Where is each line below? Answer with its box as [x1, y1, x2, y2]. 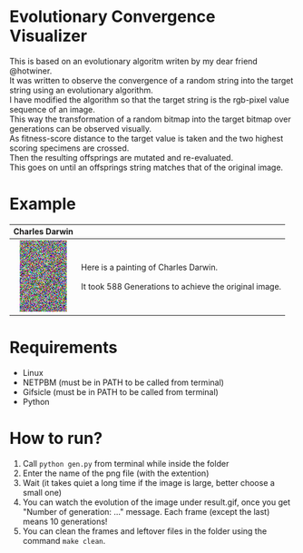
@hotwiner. [9, 65, 53, 76]
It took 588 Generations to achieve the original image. [81, 281, 282, 291]
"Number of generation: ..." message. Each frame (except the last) [22, 507, 270, 517]
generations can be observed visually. [9, 123, 152, 133]
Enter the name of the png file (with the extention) [22, 468, 210, 479]
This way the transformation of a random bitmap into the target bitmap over [9, 114, 292, 124]
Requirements [9, 338, 118, 358]
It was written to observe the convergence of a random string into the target [9, 74, 294, 85]
